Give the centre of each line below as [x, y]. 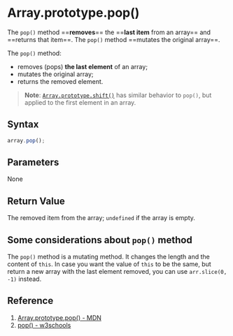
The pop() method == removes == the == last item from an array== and [109, 32]
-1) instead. [24, 279]
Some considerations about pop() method [100, 240]
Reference [30, 301]
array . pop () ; [26, 140]
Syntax [23, 125]
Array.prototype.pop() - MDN [59, 317]
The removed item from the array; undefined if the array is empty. [101, 218]
